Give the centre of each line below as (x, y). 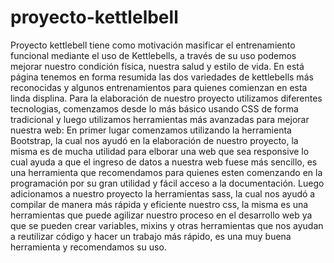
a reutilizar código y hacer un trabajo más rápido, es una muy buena (151, 236)
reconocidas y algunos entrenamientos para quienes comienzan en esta (159, 87)
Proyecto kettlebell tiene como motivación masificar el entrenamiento (153, 45)
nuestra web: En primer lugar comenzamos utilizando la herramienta (151, 130)
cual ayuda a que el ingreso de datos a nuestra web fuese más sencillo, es (164, 162)
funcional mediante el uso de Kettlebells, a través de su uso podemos (153, 55)
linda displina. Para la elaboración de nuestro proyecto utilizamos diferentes (166, 98)
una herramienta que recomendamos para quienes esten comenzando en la (166, 172)
